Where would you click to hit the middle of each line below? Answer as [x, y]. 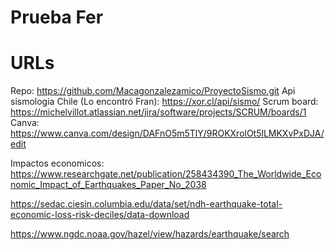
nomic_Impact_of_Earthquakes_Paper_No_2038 [108, 185]
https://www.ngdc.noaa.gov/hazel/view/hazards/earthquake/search [150, 234]
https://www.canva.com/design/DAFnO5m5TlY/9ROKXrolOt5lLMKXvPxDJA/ [167, 133]
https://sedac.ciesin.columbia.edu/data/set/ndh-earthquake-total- [146, 204]
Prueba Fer [57, 17]
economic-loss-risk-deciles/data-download [100, 215]
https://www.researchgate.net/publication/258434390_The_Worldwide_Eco [166, 174]
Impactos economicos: [57, 163]
